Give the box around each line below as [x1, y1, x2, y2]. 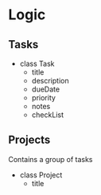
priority [31, 93, 56, 102]
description [31, 76, 69, 85]
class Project [19, 170, 63, 180]
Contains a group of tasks [8, 154, 93, 164]
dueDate [31, 84, 60, 94]
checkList [31, 110, 64, 120]
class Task [19, 59, 55, 68]
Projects [8, 133, 51, 147]
